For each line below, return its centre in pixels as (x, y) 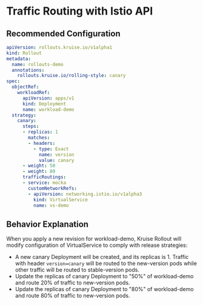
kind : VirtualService (60, 199)
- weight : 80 (39, 172)
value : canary (56, 160)
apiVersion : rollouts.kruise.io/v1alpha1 (59, 47)
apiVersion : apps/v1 (48, 98)
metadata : (19, 59)
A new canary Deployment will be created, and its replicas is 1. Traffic (102, 257)
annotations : (28, 70)
